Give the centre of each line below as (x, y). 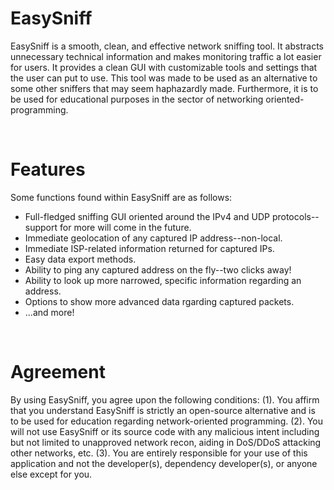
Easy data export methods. (80, 259)
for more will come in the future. (125, 227)
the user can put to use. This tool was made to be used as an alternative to (164, 78)
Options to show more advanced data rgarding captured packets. (159, 301)
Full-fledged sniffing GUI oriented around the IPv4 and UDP (147, 216)
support (41, 227)
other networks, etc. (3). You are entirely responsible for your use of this (159, 453)
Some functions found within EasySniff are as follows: (121, 197)
